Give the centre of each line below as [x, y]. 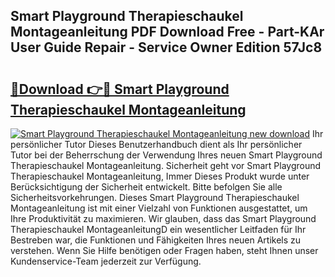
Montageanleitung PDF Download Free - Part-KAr [167, 32]
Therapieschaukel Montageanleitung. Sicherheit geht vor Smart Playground [166, 165]
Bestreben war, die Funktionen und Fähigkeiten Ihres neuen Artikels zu [156, 240]
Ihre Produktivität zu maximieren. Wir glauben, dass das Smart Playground [163, 218]
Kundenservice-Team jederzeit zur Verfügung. [106, 261]
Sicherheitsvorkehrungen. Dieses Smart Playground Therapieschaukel [155, 197]
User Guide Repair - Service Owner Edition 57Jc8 [166, 47]
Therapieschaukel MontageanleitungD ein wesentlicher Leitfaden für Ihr [158, 229]
